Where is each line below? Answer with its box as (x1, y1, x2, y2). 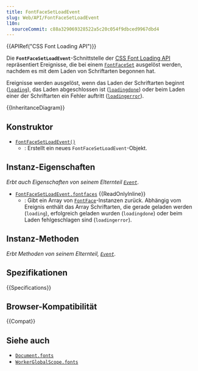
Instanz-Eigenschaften (6, 162, 96, 173)
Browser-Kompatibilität (6, 301, 97, 312)
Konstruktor (6, 121, 54, 132)
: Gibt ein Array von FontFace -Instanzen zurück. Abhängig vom (24, 196, 182, 204)
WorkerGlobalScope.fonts (15, 359, 79, 366)
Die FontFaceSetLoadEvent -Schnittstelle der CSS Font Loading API (6, 54, 171, 62)
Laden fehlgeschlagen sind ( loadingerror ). (24, 216, 132, 223)
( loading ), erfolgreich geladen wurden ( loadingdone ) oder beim (24, 209, 183, 217)
